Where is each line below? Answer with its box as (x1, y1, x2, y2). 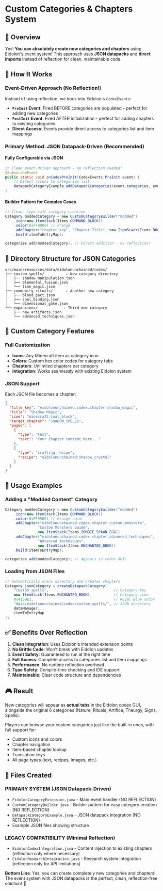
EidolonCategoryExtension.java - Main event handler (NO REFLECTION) (12, 796, 156, 802)
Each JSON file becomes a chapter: (5, 391, 77, 397)
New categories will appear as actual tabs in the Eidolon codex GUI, (5, 702, 142, 708)
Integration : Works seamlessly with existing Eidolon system (12, 368, 132, 374)
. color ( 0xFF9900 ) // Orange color (14, 516, 83, 521)
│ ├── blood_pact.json (5, 293, 55, 298)
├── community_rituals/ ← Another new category (5, 288, 114, 294)
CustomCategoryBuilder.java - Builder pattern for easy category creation (12, 801, 157, 808)
